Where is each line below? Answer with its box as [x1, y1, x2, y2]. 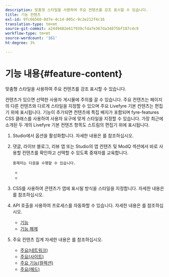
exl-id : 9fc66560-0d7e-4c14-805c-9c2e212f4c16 [5, 17, 105, 22]
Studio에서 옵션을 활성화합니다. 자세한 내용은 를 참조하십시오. [12, 132, 134, 138]
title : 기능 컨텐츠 [5, 12, 41, 17]
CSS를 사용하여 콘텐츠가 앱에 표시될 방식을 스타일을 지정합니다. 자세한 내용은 [12, 185, 164, 191]
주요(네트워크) [20, 247, 48, 253]
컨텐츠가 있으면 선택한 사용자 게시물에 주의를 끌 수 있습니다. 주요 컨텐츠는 [5, 97, 149, 103]
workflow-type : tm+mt [5, 31, 51, 36]
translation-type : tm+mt [5, 21, 58, 27]
